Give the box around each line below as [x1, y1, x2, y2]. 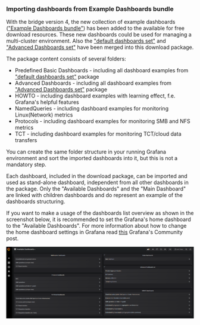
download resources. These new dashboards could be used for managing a [6, 31, 192, 38]
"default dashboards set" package [14, 73, 99, 81]
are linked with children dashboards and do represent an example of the [6, 192, 183, 199]
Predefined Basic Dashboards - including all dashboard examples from [14, 67, 189, 74]
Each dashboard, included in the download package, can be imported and [6, 173, 187, 180]
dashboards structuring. [6, 198, 65, 205]
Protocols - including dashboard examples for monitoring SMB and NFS [14, 118, 190, 125]
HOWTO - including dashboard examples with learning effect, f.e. [14, 92, 176, 100]
